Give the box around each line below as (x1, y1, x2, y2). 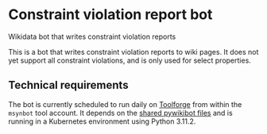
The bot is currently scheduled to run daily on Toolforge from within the (8, 99, 242, 109)
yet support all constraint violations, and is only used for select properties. (8, 56, 252, 65)
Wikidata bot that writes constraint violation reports (8, 32, 176, 41)
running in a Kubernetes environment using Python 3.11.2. (8, 117, 196, 126)
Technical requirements (8, 78, 129, 92)
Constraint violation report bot (8, 6, 213, 24)
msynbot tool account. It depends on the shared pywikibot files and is (8, 108, 233, 117)
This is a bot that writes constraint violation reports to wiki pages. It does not (8, 47, 259, 56)
